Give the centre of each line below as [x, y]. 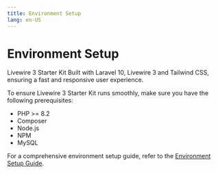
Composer [32, 121]
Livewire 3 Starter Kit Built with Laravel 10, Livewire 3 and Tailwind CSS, [108, 73]
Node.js [28, 128]
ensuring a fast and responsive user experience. [75, 80]
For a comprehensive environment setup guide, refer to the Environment [109, 156]
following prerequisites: [40, 101]
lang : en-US [24, 20]
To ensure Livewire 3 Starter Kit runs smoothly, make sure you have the [108, 93]
